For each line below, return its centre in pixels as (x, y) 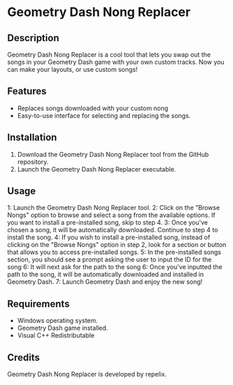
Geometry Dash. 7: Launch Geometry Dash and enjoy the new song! (105, 282)
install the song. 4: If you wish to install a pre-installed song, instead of (109, 237)
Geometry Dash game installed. (62, 328)
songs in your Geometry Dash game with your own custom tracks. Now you (116, 62)
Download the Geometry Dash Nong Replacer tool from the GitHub (113, 154)
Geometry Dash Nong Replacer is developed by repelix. (87, 375)
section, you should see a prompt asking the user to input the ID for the (110, 259)
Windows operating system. (58, 321)
